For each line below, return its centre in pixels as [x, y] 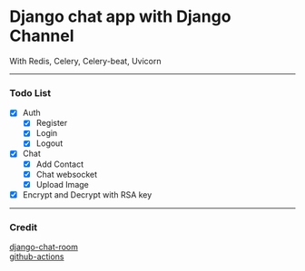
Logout [49, 143]
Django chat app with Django [120, 17]
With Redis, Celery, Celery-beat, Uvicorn [85, 61]
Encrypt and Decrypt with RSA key [87, 194]
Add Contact [60, 164]
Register [52, 123]
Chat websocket [67, 174]
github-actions [37, 256]
